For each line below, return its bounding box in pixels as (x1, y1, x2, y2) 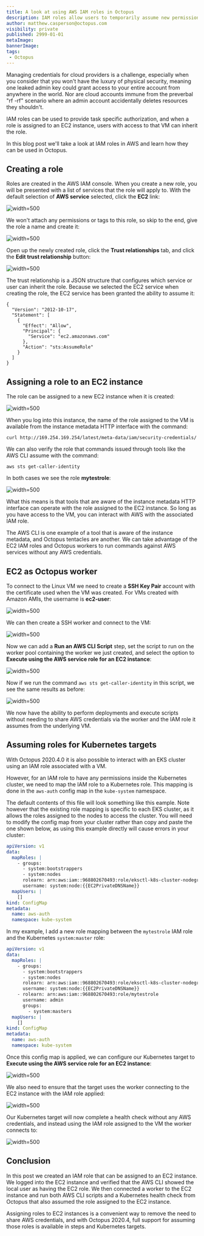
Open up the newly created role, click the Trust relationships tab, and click (6, 247, 195, 254)
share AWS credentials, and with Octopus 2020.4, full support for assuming (6, 1216, 195, 1223)
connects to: (6, 1126, 38, 1134)
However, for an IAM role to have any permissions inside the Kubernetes (6, 774, 187, 782)
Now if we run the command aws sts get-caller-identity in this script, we (6, 679, 195, 687)
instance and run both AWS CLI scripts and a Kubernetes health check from (6, 1192, 196, 1199)
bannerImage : (6, 43, 39, 49)
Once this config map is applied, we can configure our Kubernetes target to (6, 1053, 195, 1061)
